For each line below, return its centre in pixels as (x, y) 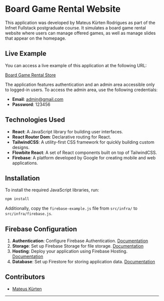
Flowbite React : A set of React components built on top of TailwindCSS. (84, 152)
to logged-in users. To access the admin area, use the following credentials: (81, 90)
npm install (17, 199)
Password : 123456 (31, 104)
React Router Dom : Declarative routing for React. (61, 137)
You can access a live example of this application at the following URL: (76, 65)
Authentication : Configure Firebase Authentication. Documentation (80, 241)
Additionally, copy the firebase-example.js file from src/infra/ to (71, 208)
